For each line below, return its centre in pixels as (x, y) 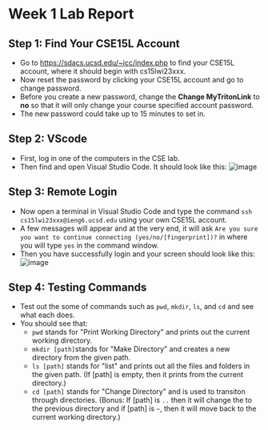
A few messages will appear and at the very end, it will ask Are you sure (139, 228)
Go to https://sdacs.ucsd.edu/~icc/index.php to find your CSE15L (127, 62)
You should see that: (54, 324)
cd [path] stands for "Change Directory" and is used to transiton (138, 392)
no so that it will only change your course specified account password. (137, 105)
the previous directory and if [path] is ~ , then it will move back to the (144, 408)
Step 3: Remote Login (63, 192)
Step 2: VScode (48, 139)
